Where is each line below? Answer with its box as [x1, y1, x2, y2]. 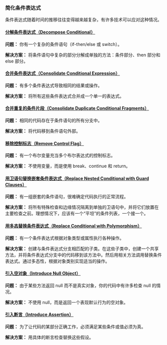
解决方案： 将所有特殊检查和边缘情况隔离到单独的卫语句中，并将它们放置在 [5, 204, 159, 210]
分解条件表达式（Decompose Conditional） [5, 29, 95, 35]
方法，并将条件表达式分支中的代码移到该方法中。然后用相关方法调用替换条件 [5, 252, 162, 258]
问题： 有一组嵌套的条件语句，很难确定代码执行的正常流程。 [5, 194, 128, 200]
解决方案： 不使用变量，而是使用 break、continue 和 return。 [5, 163, 131, 169]
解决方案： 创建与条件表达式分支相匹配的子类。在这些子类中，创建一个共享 [5, 246, 159, 252]
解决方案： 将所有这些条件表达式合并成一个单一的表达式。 [5, 93, 124, 99]
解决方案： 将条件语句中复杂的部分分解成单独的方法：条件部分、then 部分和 [5, 51, 161, 58]
